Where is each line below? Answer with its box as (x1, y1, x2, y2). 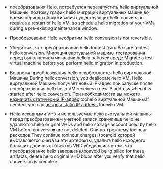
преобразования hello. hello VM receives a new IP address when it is (9, 86, 151, 91)
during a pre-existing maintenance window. (9, 25, 99, 31)
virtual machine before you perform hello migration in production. (9, 60, 144, 66)
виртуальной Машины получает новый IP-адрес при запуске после (9, 80, 153, 86)
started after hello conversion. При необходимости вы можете (9, 91, 140, 97)
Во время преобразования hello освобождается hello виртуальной (9, 70, 152, 76)
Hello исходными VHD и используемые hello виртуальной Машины (9, 111, 152, 117)
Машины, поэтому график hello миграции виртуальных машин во (9, 9, 149, 15)
